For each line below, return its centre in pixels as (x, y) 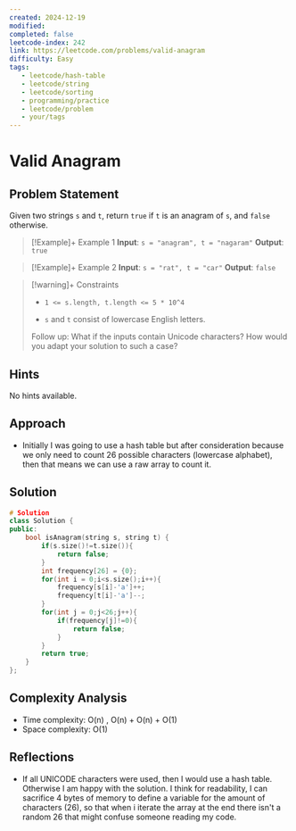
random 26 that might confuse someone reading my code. (129, 817)
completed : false (41, 34)
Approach (37, 424)
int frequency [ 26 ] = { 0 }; (90, 571)
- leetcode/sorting (57, 92)
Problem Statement (64, 194)
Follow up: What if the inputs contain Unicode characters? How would (159, 337)
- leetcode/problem (57, 109)
